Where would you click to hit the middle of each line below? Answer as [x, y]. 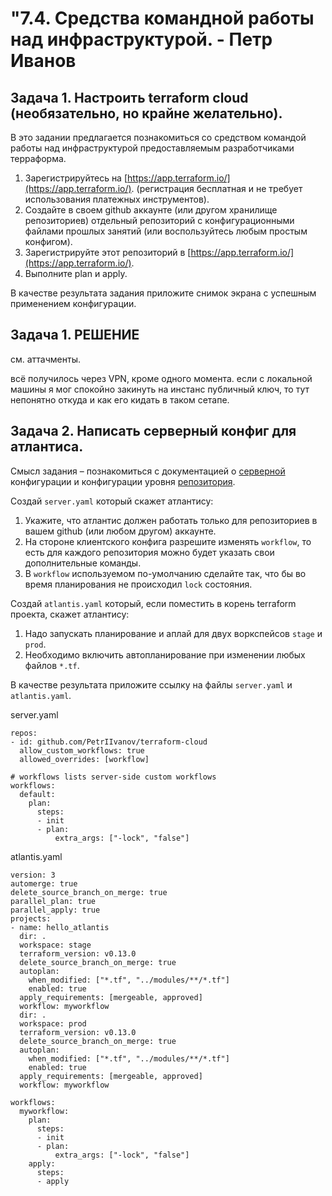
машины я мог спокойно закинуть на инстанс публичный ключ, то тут [160, 389]
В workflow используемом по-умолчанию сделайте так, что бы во [165, 573]
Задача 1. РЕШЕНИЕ [75, 335]
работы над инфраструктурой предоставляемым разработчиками [152, 148]
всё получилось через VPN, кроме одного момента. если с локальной [161, 378]
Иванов [43, 61]
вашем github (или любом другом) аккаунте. [120, 531]
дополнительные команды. [83, 563]
